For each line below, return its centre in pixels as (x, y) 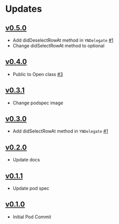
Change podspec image (38, 103)
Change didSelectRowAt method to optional (58, 46)
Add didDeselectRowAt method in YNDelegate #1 (63, 40)
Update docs (26, 160)
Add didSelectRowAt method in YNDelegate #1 (60, 131)
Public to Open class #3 (38, 74)
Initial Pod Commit (32, 217)
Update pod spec (31, 189)
